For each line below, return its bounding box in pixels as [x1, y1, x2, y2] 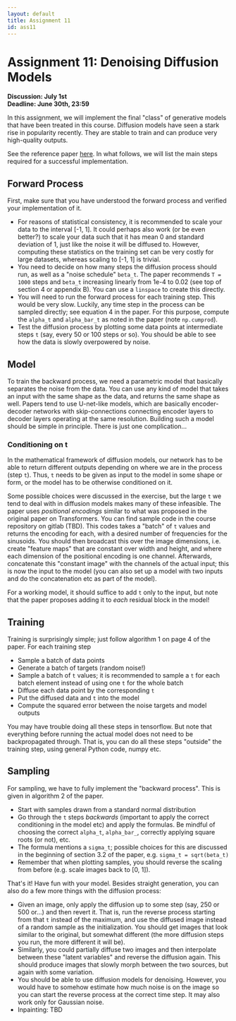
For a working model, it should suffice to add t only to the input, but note [7, 588, 218, 597]
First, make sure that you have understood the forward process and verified [7, 196, 227, 205]
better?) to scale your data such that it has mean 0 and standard [17, 232, 204, 241]
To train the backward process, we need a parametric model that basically [7, 377, 223, 385]
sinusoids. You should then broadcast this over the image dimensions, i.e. [7, 537, 221, 545]
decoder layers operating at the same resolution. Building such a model [7, 414, 215, 423]
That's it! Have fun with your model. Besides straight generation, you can [7, 879, 219, 887]
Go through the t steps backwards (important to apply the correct [17, 813, 209, 821]
